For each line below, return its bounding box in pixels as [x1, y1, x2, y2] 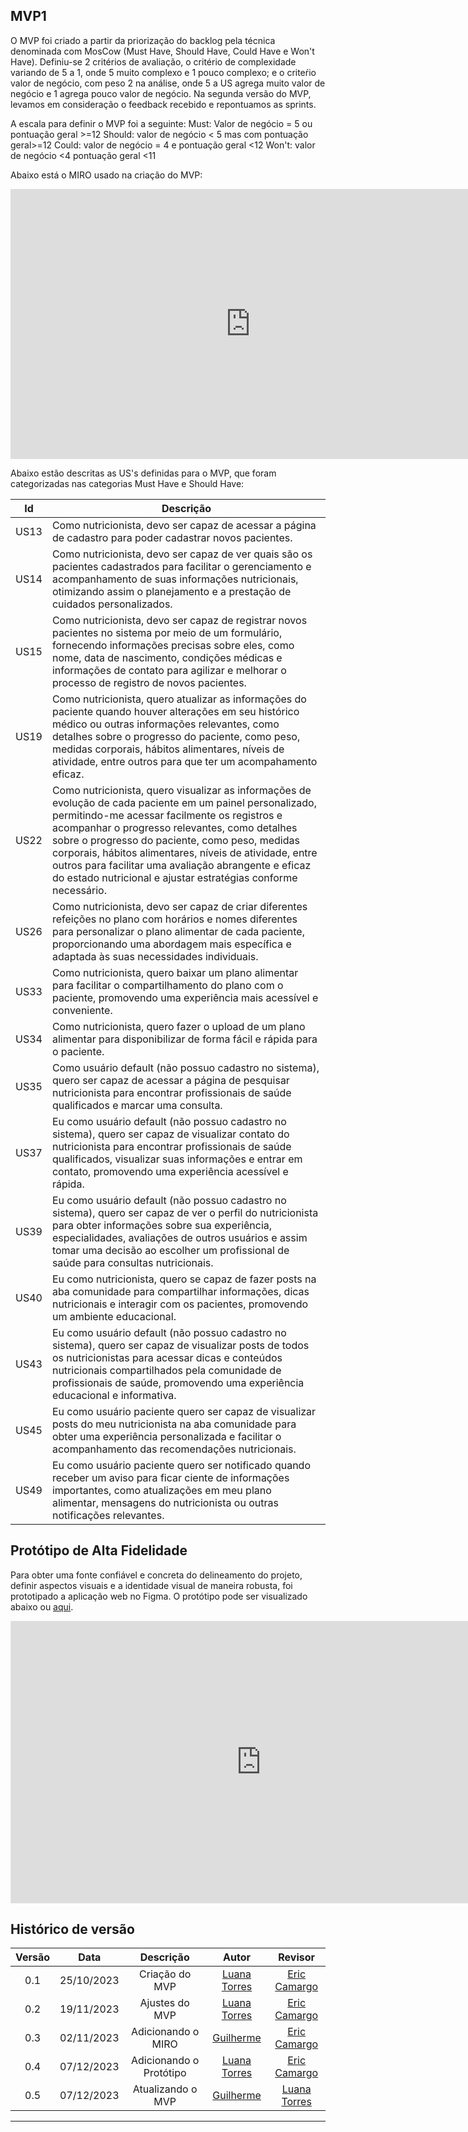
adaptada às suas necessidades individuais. [51, 949, 259, 963]
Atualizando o [132, 2082, 198, 2096]
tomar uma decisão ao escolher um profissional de [51, 1243, 290, 1257]
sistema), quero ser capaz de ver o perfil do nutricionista [51, 1205, 319, 1219]
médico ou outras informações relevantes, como [51, 717, 280, 731]
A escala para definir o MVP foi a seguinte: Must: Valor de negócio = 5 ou [10, 117, 313, 129]
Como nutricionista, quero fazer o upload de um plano [51, 1019, 306, 1033]
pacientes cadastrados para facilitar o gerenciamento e [51, 559, 312, 573]
